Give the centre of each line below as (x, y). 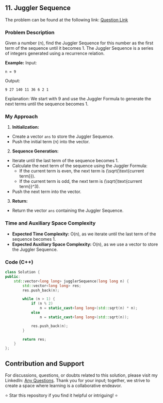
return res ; (35, 339)
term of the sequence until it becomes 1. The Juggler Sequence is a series (79, 48)
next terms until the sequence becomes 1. (47, 104)
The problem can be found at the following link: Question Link (66, 19)
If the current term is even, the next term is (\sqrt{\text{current (81, 171)
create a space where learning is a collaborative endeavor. (64, 385)
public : (13, 277)
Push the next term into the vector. (47, 192)
